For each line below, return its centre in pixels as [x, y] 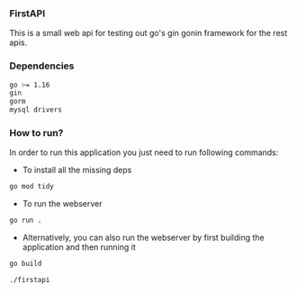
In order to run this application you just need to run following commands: [144, 152]
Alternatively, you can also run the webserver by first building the [143, 238]
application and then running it [79, 247]
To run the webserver [62, 204]
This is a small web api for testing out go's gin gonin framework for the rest [148, 33]
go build [26, 264]
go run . [26, 220]
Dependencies [42, 66]
